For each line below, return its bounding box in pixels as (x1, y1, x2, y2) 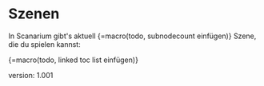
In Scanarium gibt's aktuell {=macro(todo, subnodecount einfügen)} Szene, (8, 31, 257, 41)
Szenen (8, 5, 60, 23)
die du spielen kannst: (8, 39, 82, 49)
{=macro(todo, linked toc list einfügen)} (8, 55, 138, 64)
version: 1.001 (8, 70, 54, 80)
